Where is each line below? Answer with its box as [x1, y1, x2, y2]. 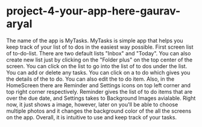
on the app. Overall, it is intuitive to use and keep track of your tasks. [6, 113, 177, 121]
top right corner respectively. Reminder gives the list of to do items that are [6, 88, 193, 95]
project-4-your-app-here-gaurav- [6, 4, 181, 18]
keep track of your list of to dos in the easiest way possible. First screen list [6, 43, 194, 51]
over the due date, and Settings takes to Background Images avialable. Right [6, 94, 196, 102]
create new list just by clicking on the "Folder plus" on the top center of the [6, 56, 193, 63]
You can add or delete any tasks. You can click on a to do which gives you [6, 69, 191, 76]
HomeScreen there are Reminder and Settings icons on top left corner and [6, 81, 191, 88]
